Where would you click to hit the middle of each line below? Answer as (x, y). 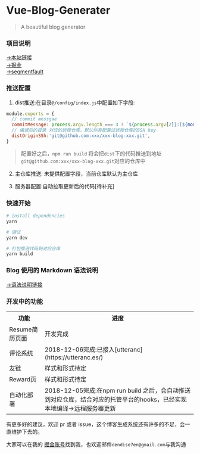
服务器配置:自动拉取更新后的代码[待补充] (65, 186)
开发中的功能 (25, 301)
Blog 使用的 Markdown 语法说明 (52, 270)
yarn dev (17, 238)
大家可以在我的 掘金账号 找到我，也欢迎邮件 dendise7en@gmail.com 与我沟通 (96, 444)
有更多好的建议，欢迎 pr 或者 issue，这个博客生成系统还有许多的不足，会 (96, 424)
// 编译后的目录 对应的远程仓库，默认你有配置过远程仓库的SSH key (84, 130)
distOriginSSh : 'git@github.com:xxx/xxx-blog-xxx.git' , (81, 136)
